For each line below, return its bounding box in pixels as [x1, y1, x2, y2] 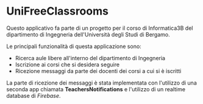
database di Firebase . [6, 92, 61, 99]
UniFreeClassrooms [6, 4, 109, 18]
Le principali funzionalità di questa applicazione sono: [6, 43, 141, 50]
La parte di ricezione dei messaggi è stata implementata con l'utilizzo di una [6, 79, 197, 86]
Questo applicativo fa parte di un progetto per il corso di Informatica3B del [6, 24, 193, 32]
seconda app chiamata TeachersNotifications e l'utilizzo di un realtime [6, 85, 186, 92]
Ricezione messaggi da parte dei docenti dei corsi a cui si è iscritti [15, 67, 182, 74]
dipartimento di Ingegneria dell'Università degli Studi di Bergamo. [6, 30, 170, 38]
